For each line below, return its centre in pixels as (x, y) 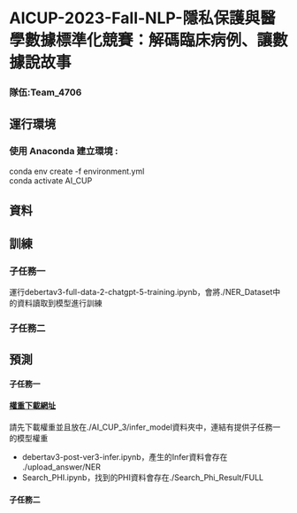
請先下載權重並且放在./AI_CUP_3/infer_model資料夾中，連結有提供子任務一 (145, 427)
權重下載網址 (32, 406)
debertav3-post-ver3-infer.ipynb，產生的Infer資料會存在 (125, 456)
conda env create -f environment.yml (77, 171)
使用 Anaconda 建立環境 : (64, 152)
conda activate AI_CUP (51, 180)
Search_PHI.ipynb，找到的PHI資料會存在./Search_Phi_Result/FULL (142, 477)
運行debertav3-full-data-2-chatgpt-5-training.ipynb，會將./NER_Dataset (141, 291)
